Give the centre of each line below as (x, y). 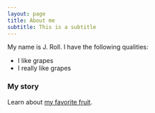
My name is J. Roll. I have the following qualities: (78, 47)
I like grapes (35, 61)
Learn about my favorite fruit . (50, 102)
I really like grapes (44, 69)
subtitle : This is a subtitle (52, 27)
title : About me (31, 20)
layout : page (27, 14)
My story (23, 87)
